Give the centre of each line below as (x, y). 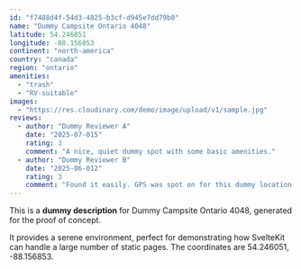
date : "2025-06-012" (64, 168)
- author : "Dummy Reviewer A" (74, 127)
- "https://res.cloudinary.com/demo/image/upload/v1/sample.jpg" (143, 110)
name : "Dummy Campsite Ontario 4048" (80, 26)
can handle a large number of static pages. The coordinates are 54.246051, (150, 247)
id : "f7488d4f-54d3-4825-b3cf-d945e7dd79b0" (94, 18)
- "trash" (36, 85)
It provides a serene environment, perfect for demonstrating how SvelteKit (147, 238)
